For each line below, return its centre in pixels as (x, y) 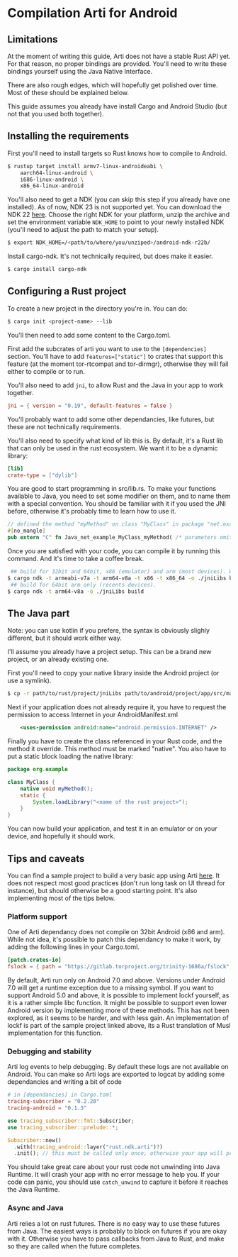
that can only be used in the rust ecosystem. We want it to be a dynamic (113, 448)
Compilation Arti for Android (92, 13)
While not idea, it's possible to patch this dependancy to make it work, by (114, 940)
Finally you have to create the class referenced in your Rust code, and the (115, 741)
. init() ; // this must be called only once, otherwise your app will (118, 1153)
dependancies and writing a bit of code (64, 1082)
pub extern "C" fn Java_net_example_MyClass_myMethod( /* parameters (112, 538)
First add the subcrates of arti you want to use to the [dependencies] (107, 348)
